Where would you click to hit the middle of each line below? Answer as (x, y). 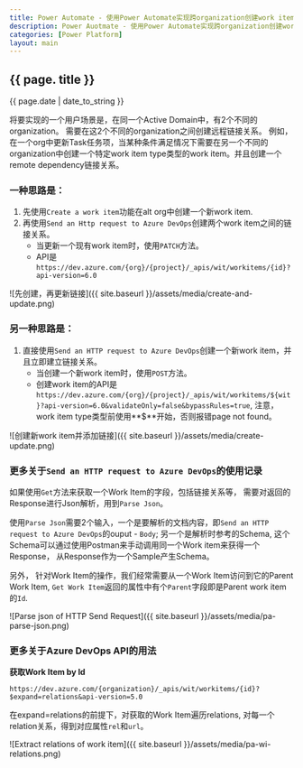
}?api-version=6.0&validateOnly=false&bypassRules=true (143, 406)
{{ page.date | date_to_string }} (67, 101)
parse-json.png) (39, 625)
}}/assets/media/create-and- (199, 293)
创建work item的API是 (76, 384)
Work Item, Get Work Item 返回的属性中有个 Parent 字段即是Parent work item (148, 587)
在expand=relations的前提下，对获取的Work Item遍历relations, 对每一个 (142, 715)
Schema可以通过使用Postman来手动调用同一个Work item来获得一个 (135, 545)
